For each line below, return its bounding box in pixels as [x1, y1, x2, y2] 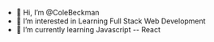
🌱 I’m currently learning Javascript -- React [15, 25, 160, 34]
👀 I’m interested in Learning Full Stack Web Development [15, 16, 206, 26]
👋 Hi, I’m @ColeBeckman [15, 8, 100, 17]
